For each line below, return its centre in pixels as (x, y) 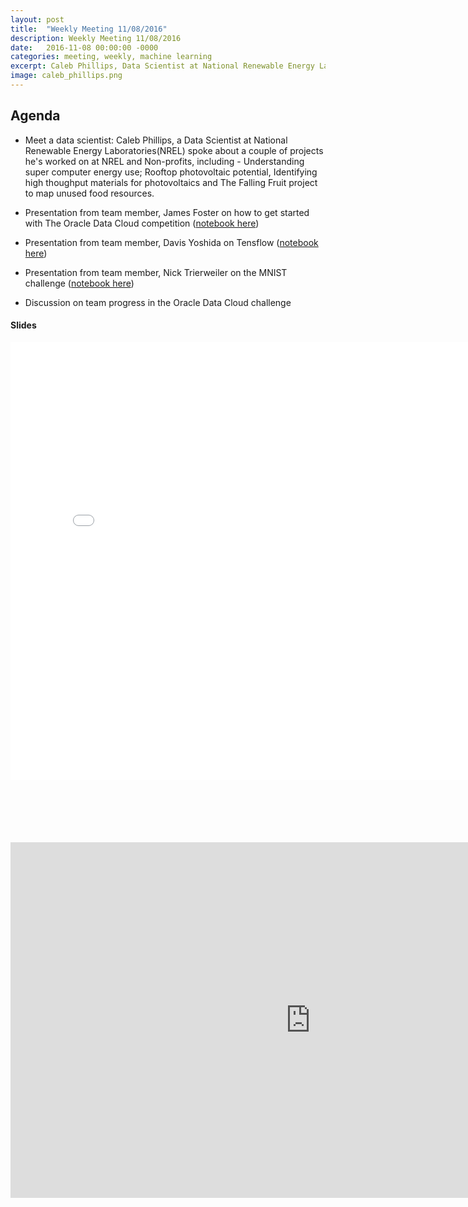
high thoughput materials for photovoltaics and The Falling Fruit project (171, 182)
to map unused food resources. (89, 193)
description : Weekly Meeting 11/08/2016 (96, 38)
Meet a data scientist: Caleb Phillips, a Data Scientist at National (156, 140)
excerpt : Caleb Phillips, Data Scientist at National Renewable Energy (162, 66)
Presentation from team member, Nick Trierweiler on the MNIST (156, 272)
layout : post (37, 19)
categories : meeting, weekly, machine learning (111, 57)
